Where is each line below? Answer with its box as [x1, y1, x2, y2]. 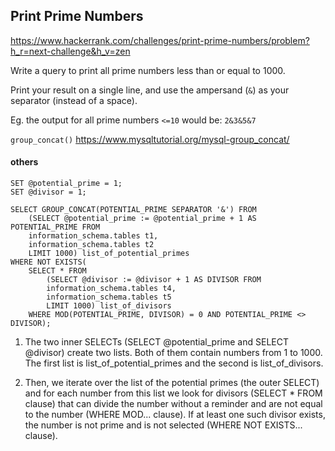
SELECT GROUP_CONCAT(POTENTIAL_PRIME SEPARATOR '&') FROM [10, 205, 257, 215]
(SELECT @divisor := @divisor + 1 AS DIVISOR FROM [46, 275, 262, 285]
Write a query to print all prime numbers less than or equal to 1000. [10, 64, 286, 76]
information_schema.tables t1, [28, 231, 159, 241]
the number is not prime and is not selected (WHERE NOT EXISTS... [24, 419, 303, 431]
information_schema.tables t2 [28, 240, 155, 250]
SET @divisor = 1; [10, 187, 87, 198]
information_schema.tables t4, [46, 284, 177, 294]
